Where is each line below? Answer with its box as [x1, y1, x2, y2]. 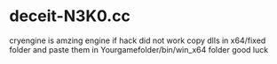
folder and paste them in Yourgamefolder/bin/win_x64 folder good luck [9, 44, 269, 54]
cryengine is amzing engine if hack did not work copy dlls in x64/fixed [9, 35, 266, 46]
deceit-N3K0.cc [9, 6, 131, 26]
